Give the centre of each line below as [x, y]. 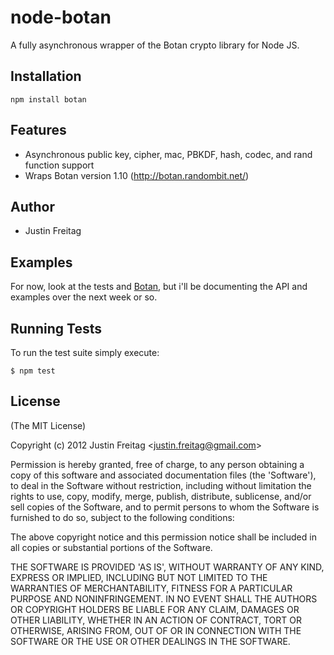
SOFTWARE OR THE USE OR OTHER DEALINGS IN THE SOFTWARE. [150, 641]
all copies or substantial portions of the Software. [111, 547]
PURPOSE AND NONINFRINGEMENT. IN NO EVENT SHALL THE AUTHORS [164, 598]
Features [38, 130]
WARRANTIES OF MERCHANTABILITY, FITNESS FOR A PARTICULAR [151, 588]
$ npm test [33, 371]
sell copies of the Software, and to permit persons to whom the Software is [165, 507]
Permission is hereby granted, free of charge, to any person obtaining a [157, 464]
